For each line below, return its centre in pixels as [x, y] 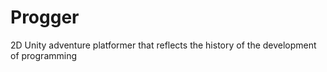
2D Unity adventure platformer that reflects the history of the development [163, 45]
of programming [44, 55]
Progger [45, 17]
